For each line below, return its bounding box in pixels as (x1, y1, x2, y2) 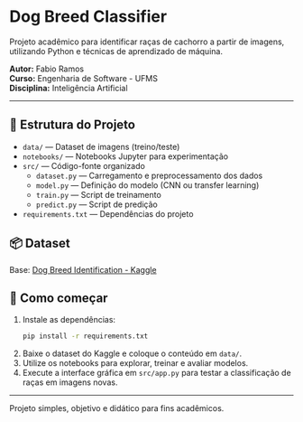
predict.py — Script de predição (35, 199, 158, 210)
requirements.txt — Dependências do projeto (22, 208, 194, 219)
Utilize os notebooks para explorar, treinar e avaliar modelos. (22, 358, 249, 369)
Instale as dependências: (22, 314, 115, 325)
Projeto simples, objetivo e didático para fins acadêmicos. (9, 403, 225, 414)
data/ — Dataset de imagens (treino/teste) (22, 141, 180, 152)
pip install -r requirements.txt (22, 332, 149, 341)
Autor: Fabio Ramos (9, 63, 84, 74)
